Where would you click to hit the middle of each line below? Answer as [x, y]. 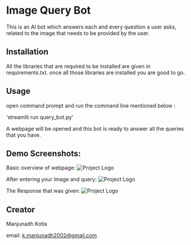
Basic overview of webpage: [41, 168]
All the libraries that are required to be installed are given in [78, 66]
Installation [27, 52]
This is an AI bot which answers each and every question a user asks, [91, 27]
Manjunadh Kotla [27, 224]
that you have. [24, 135]
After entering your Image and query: [51, 180]
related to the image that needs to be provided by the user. [78, 33]
